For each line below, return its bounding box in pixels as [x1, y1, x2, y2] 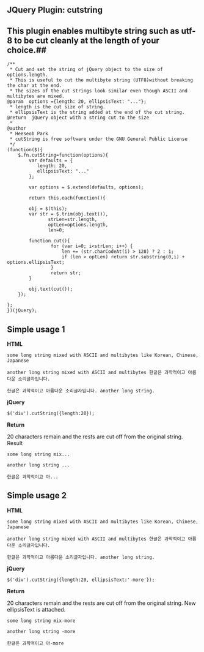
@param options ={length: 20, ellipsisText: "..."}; [7, 99, 147, 105]
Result [7, 440, 23, 447]
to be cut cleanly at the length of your [13, 35, 159, 45]
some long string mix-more [7, 618, 76, 624]
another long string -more [7, 628, 76, 634]
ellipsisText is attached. [7, 605, 66, 613]
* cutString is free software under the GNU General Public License [9, 136, 188, 143]
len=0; [48, 227, 65, 233]
